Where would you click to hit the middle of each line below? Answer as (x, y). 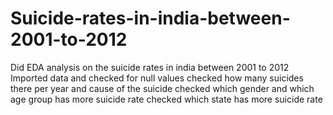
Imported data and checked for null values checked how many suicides (157, 78)
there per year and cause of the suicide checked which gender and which (162, 88)
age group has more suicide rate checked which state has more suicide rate (166, 99)
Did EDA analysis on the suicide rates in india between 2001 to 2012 (150, 67)
